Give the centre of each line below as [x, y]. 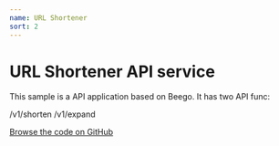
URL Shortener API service [113, 72]
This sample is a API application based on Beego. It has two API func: [140, 97]
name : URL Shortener [49, 18]
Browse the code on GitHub [62, 132]
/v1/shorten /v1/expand [52, 114]
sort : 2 [24, 26]
